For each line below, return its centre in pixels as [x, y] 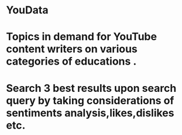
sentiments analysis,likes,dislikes [90, 113]
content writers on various [72, 49]
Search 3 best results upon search [91, 88]
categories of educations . [71, 61]
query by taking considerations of [90, 100]
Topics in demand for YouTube [81, 37]
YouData [27, 10]
